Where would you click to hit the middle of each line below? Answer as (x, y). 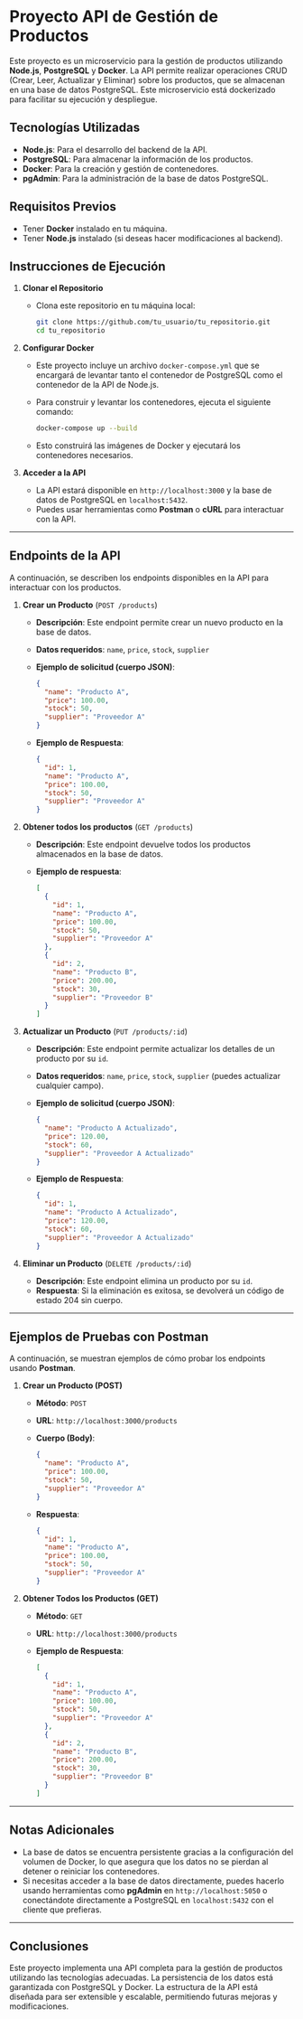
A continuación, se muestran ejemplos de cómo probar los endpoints (138, 1358)
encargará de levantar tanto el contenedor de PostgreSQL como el (159, 375)
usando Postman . (42, 1368)
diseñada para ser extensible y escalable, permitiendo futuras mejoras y (143, 1997)
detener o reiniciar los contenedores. (91, 1871)
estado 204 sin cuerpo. (79, 1300)
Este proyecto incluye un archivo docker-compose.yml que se (147, 366)
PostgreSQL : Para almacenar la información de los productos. (138, 159)
